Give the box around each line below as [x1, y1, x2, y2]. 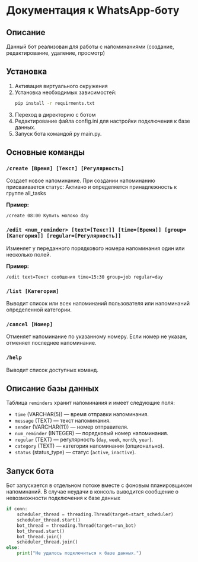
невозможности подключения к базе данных [6, 495, 120, 502]
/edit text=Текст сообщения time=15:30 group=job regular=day [6, 274, 163, 280]
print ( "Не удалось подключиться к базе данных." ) [17, 550, 142, 557]
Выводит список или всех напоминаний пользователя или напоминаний [6, 299, 190, 307]
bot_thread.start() [17, 528, 65, 534]
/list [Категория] [6, 288, 59, 295]
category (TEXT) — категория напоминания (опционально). [14, 442, 164, 449]
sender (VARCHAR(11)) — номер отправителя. [14, 423, 129, 430]
